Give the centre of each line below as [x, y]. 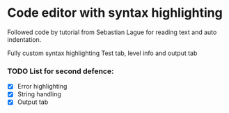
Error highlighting [42, 86]
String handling [39, 94]
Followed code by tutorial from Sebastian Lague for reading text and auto [112, 32]
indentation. [24, 39]
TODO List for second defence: [61, 71]
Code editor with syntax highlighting [115, 13]
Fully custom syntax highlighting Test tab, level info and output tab [102, 53]
